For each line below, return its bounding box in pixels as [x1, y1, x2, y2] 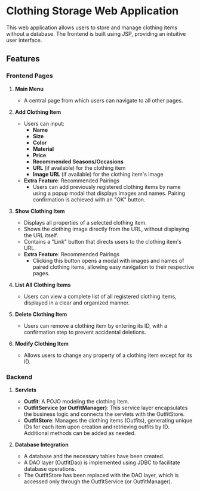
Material [32, 145, 54, 153]
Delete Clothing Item [14, 310, 67, 318]
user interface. [6, 36, 42, 43]
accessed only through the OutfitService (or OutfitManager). [23, 478, 173, 485]
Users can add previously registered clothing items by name [32, 183, 181, 190]
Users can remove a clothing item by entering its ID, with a [23, 322, 168, 329]
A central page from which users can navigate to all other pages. [23, 97, 183, 104]
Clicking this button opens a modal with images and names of [32, 257, 184, 264]
